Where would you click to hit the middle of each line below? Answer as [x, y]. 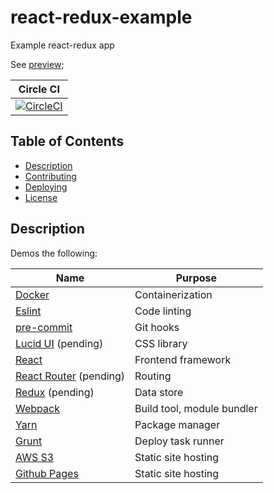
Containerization [173, 294]
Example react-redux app [62, 45]
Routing [153, 376]
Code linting [163, 311]
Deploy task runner [179, 441]
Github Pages [47, 473]
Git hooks [157, 327]
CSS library [161, 343]
